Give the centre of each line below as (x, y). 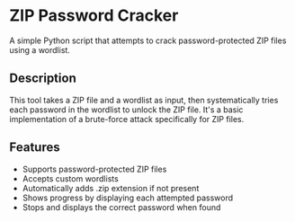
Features (35, 148)
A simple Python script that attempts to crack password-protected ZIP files (148, 40)
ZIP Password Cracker (94, 16)
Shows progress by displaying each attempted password (128, 198)
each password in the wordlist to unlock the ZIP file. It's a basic (126, 110)
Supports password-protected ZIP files (94, 169)
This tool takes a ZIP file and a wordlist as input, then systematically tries (144, 100)
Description (43, 79)
